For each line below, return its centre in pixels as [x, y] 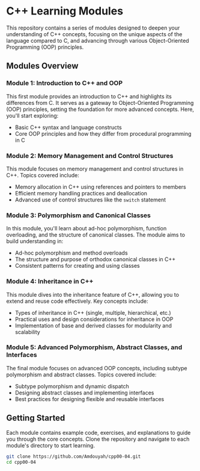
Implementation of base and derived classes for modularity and [93, 325]
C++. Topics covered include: [43, 175]
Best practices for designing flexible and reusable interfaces [89, 399]
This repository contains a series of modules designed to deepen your [93, 28]
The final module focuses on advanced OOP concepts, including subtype [97, 368]
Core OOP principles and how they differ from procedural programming [103, 133]
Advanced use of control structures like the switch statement [90, 200]
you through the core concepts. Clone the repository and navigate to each [98, 439]
